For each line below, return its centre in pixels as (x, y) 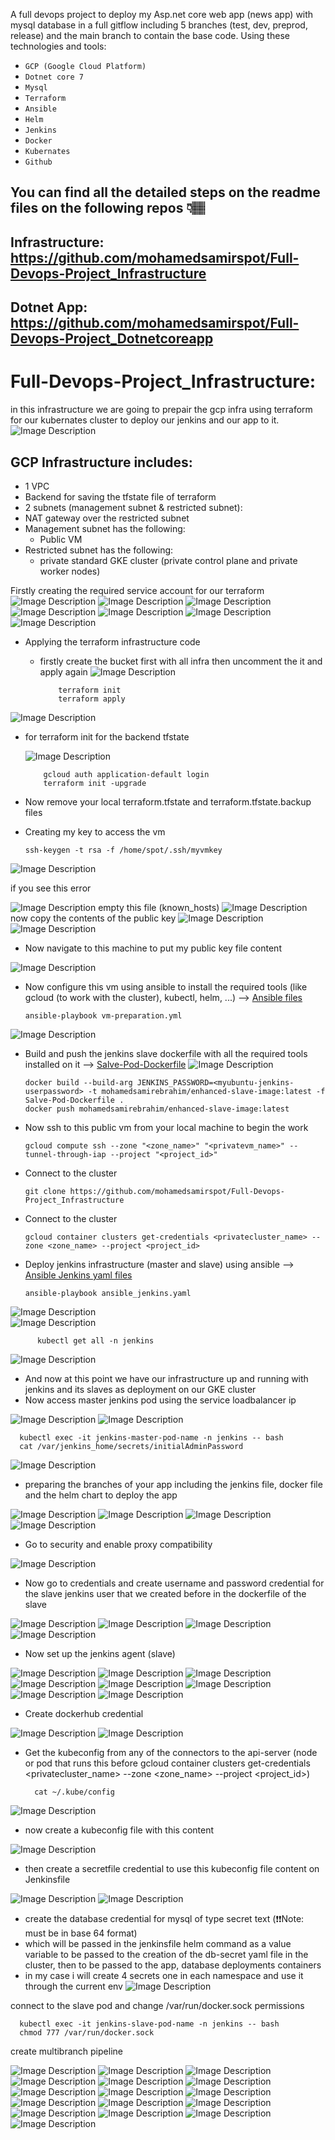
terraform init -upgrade (95, 783)
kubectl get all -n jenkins (95, 1340)
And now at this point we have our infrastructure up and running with (166, 1378)
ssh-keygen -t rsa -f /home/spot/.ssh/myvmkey (123, 850)
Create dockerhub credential (84, 1713)
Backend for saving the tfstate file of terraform (120, 496)
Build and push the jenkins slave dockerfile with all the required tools (166, 1053)
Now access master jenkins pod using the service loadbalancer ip (160, 1400)
